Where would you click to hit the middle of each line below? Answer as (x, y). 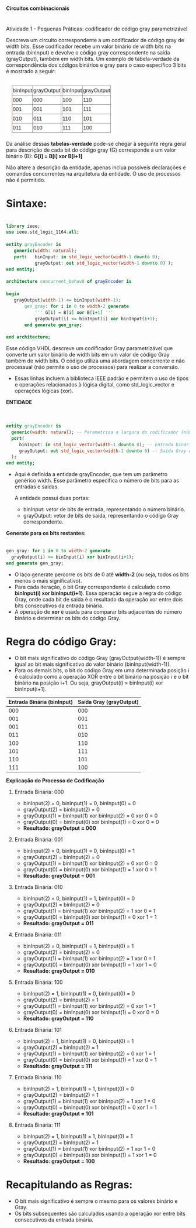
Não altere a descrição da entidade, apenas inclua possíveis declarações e (96, 167)
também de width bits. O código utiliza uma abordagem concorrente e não (95, 361)
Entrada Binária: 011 (38, 935)
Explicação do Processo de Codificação (55, 780)
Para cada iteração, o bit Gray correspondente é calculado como (92, 587)
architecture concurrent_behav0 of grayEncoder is (69, 282)
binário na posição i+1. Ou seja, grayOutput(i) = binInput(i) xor (89, 683)
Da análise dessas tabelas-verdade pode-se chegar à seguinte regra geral (96, 143)
